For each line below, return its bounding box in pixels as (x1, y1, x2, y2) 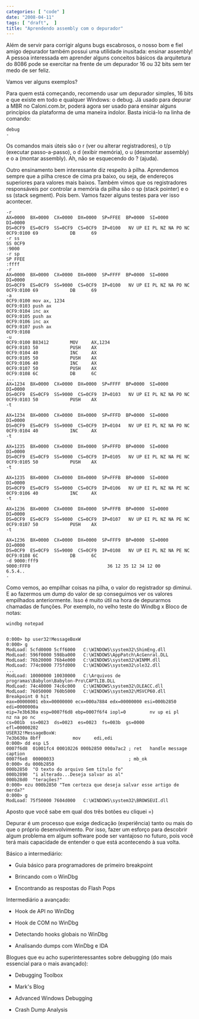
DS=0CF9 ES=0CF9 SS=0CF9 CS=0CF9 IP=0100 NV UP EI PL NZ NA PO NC (6, 225, 190, 231)
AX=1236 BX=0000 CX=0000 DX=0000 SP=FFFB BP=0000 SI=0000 (6, 506, 169, 512)
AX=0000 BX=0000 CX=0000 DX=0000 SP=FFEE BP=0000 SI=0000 (6, 215, 169, 221)
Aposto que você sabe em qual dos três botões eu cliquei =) (6, 808, 154, 815)
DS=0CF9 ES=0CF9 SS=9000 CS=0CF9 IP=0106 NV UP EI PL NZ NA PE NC (6, 485, 190, 491)
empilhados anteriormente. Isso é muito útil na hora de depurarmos (6, 597, 171, 604)
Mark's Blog (14, 983, 45, 990)
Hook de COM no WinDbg (14, 919, 79, 926)
